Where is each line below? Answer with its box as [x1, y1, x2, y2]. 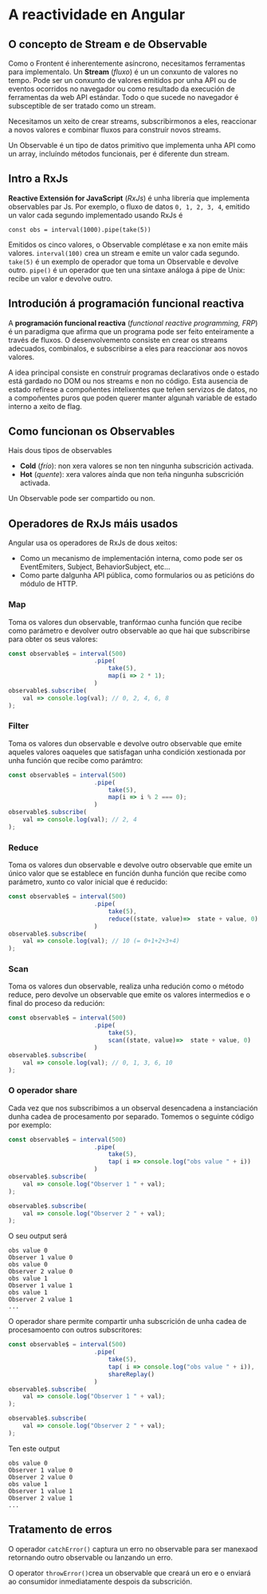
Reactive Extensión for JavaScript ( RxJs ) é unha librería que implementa [8, 193, 249, 203]
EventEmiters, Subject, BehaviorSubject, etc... [19, 562, 171, 572]
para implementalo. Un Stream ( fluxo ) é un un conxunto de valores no [8, 67, 238, 77]
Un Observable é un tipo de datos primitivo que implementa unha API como [8, 141, 257, 149]
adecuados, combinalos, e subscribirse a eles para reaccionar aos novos [8, 344, 249, 353]
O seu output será [8, 1231, 68, 1241]
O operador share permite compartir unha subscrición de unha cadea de [8, 1317, 247, 1326]
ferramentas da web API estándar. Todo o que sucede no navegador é [8, 93, 239, 101]
